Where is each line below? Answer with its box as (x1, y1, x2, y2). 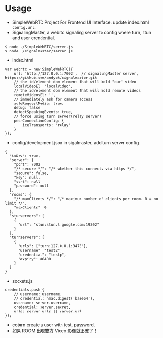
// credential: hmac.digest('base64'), (14, 296, 95, 301)
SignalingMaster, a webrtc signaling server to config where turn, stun (12, 29, 151, 35)
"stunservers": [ (9, 213, 45, 218)
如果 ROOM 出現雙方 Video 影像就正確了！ (12, 327, 98, 334)
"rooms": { (9, 192, 32, 197)
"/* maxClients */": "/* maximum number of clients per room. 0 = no (14, 196, 159, 201)
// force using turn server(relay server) (14, 114, 102, 119)
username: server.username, (14, 300, 71, 305)
